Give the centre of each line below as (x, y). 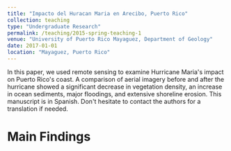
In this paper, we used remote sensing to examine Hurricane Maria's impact (115, 72)
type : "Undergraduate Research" (54, 26)
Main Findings (49, 137)
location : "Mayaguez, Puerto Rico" (59, 53)
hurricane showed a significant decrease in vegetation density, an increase (115, 87)
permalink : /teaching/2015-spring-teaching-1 (74, 33)
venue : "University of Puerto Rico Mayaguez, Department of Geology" (110, 39)
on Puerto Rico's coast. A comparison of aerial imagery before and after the (116, 79)
